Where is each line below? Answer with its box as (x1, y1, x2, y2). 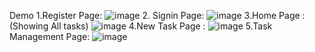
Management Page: (9, 31, 91, 42)
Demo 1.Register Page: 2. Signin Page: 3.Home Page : (9, 10, 306, 21)
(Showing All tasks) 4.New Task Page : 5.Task (9, 20, 273, 32)
